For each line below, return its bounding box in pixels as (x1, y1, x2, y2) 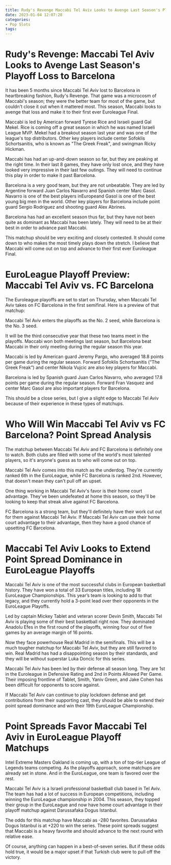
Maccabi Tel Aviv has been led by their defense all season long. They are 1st (5, 666, 165, 672)
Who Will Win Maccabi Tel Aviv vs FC (5, 418, 166, 430)
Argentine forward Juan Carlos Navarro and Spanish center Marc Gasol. (5, 188, 156, 194)
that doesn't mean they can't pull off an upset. (5, 478, 102, 484)
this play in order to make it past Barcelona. (5, 172, 96, 179)
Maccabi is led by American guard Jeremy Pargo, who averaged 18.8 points (5, 353, 164, 360)
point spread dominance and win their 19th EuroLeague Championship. (5, 702, 154, 708)
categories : (5, 17, 31, 22)
